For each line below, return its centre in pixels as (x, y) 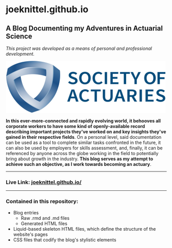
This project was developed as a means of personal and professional (79, 48)
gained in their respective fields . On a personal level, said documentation (84, 137)
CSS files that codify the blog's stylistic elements (65, 240)
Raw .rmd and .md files (45, 218)
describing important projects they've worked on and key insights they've (86, 132)
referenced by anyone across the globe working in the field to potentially (82, 154)
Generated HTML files (44, 224)
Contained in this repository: (42, 202)
